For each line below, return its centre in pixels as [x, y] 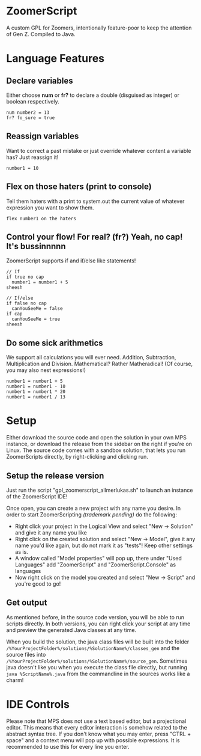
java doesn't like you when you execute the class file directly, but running [97, 667]
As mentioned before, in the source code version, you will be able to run [95, 617]
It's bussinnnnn [36, 246]
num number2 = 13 [28, 113]
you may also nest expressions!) [46, 370]
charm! [15, 680]
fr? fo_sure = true [31, 118]
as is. [21, 551]
